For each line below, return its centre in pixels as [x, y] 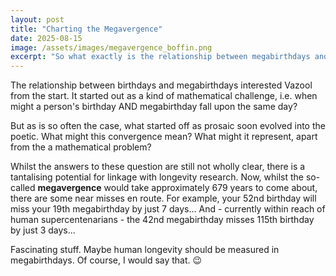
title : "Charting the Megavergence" [86, 29]
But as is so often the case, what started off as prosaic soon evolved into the [168, 126]
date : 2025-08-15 [46, 38]
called [23, 188]
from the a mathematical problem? [81, 147]
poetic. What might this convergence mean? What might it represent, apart [164, 137]
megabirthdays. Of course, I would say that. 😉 [106, 260]
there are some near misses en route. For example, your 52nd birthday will [163, 198]
